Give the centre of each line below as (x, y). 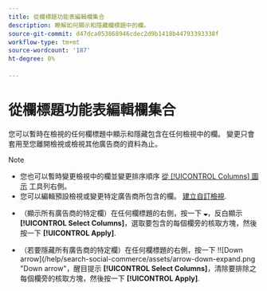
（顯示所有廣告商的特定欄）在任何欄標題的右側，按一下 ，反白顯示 (131, 213)
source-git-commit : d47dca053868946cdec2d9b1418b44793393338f (114, 33)
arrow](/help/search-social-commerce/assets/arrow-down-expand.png (137, 258)
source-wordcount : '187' (49, 51)
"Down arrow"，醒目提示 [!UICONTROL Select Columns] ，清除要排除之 (138, 268)
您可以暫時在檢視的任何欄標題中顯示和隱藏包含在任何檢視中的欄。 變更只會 (132, 134)
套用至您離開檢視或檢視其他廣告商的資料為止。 (85, 144)
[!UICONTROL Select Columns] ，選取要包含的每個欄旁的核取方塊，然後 (138, 222)
